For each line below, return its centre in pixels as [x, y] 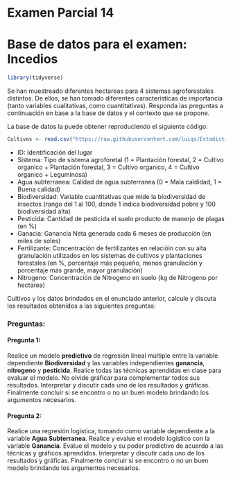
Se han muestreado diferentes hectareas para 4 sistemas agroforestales [110, 91]
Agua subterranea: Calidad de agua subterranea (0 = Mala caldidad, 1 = [119, 182]
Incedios [33, 59]
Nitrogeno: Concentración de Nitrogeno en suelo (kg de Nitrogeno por [118, 277]
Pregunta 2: [25, 416]
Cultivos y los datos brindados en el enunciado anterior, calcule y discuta [112, 298]
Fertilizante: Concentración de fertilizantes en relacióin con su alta [112, 248]
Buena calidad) [39, 189]
